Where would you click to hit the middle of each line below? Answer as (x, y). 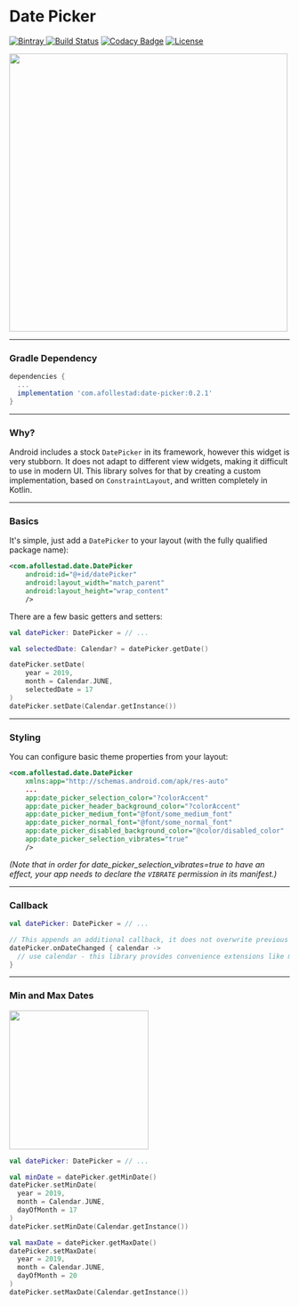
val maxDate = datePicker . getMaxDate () (83, 1243)
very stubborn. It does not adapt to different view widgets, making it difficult (149, 462)
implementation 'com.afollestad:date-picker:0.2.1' (115, 393)
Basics (24, 520)
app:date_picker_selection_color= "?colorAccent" (117, 798)
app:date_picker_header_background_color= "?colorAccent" (133, 806)
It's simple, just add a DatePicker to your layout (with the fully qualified (138, 541)
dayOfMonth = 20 (47, 1276)
